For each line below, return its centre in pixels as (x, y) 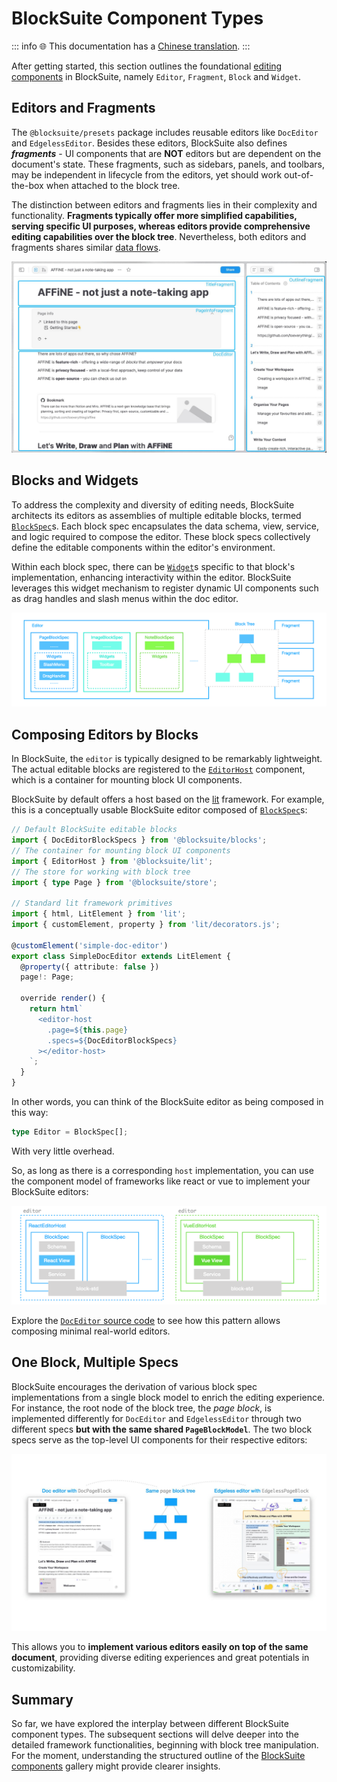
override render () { (63, 998)
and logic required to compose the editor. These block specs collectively (161, 536)
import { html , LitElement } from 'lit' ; (99, 914)
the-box (27, 185)
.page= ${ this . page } (88, 1030)
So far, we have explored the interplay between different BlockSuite (150, 1723)
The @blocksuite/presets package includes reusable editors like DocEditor (165, 132)
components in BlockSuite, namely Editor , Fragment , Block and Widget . (156, 76)
